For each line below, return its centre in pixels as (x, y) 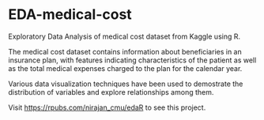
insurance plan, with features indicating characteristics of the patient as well (132, 60)
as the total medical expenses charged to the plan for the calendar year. (125, 68)
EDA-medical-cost (70, 15)
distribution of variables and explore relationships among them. (111, 92)
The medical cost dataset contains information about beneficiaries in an (125, 51)
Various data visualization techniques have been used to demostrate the (126, 84)
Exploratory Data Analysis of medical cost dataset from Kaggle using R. (124, 36)
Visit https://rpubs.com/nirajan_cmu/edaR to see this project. (107, 107)
